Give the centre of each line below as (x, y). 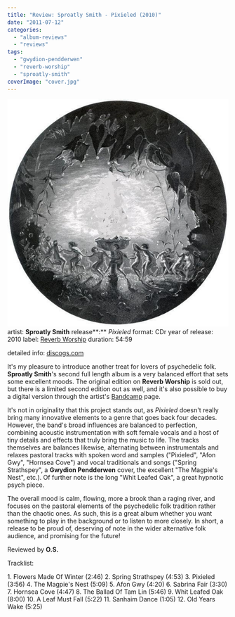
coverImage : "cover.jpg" (43, 82)
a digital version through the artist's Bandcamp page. (84, 397)
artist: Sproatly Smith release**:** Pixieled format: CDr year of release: (110, 332)
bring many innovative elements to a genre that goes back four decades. (112, 418)
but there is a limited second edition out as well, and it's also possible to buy (117, 389)
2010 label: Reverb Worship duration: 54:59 (70, 339)
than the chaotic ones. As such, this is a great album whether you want (110, 514)
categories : (25, 30)
